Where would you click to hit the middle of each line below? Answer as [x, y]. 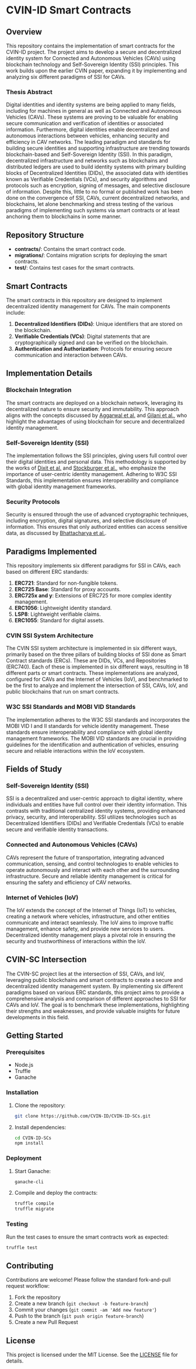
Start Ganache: [33, 1171]
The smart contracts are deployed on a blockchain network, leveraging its [95, 403]
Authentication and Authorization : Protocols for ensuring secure [93, 349]
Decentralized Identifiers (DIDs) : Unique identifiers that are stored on [98, 324]
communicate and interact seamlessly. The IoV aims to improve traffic [90, 922]
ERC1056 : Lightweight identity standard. [63, 608]
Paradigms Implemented [52, 551]
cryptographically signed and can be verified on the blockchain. [91, 342]
